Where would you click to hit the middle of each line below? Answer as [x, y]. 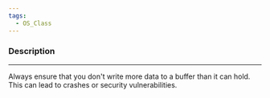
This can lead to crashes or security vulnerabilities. [93, 84]
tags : [17, 16]
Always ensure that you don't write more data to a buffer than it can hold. [129, 76]
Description [32, 51]
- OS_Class [34, 23]
